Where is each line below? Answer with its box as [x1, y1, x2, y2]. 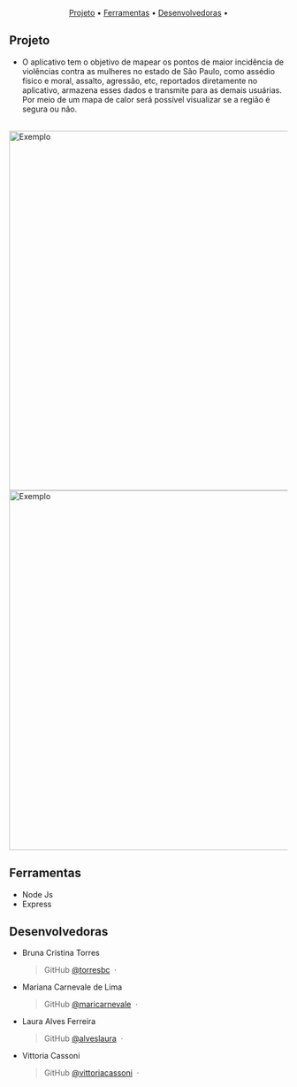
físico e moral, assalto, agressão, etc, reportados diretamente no [21, 75, 258, 86]
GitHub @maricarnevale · [43, 999, 139, 1010]
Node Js [21, 889, 53, 899]
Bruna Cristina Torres [21, 947, 100, 959]
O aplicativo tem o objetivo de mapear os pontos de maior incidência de [21, 57, 285, 67]
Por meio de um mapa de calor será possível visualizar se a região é [21, 94, 270, 104]
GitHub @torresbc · [43, 965, 118, 975]
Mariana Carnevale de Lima [21, 982, 123, 992]
